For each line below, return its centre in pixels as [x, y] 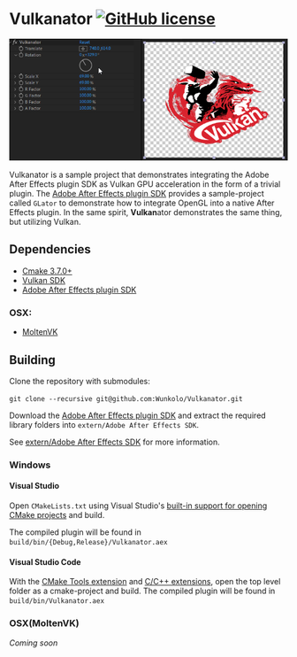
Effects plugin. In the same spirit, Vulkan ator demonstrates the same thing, [146, 212]
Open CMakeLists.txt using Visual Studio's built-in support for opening [138, 506]
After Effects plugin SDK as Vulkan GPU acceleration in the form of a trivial [145, 184]
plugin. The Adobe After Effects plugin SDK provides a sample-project [137, 193]
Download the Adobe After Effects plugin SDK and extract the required [138, 415]
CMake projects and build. [57, 515]
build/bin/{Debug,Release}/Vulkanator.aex [88, 543]
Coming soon [34, 643]
